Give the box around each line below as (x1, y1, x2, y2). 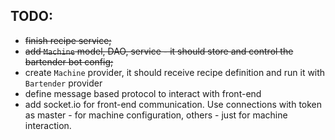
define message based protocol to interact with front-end (24, 87, 262, 99)
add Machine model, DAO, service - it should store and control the (24, 45, 294, 57)
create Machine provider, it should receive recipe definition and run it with (24, 66, 326, 78)
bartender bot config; (24, 55, 114, 68)
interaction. (24, 119, 72, 131)
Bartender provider (24, 77, 103, 89)
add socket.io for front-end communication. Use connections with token (24, 98, 323, 110)
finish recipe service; (24, 34, 112, 46)
